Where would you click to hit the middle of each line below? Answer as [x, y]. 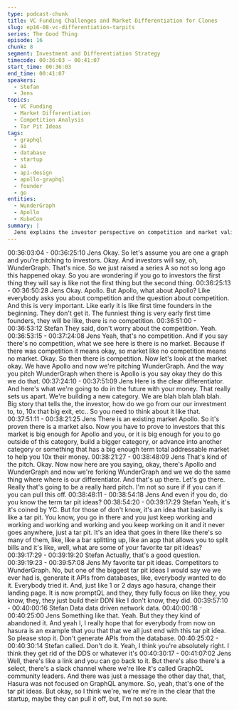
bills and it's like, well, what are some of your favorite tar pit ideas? [105, 547]
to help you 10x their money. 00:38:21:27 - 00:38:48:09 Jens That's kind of [117, 457]
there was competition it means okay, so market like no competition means [117, 351]
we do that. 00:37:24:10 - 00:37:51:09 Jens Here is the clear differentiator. [116, 381]
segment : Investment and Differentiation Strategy [84, 54]
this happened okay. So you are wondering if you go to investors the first [114, 275]
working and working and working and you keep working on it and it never [116, 524]
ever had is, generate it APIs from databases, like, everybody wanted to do [117, 578]
